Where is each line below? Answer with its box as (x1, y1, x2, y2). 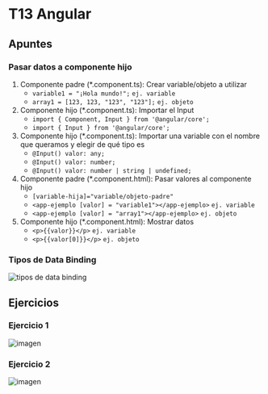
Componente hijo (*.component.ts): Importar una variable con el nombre (19, 131, 261, 140)
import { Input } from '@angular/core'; (31, 124, 170, 132)
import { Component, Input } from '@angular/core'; (31, 115, 210, 124)
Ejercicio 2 (8, 358, 51, 370)
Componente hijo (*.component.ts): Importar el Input (19, 105, 195, 115)
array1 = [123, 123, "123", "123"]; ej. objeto (31, 98, 194, 106)
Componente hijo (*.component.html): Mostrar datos (19, 216, 195, 226)
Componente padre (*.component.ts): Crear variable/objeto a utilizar (19, 79, 248, 89)
